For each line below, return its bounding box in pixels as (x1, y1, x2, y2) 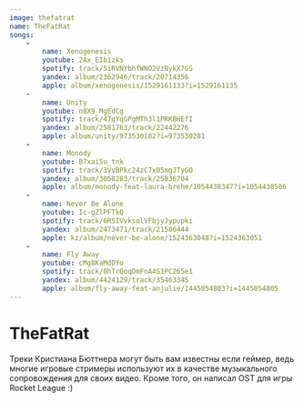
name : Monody (42, 148, 92, 157)
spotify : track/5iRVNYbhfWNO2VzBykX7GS (42, 65, 194, 74)
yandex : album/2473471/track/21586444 (42, 225, 189, 234)
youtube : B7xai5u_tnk (42, 156, 125, 166)
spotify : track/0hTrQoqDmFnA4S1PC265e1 (42, 267, 194, 276)
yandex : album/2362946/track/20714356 (42, 73, 189, 82)
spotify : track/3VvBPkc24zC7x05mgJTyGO (42, 166, 194, 175)
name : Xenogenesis (42, 47, 112, 56)
